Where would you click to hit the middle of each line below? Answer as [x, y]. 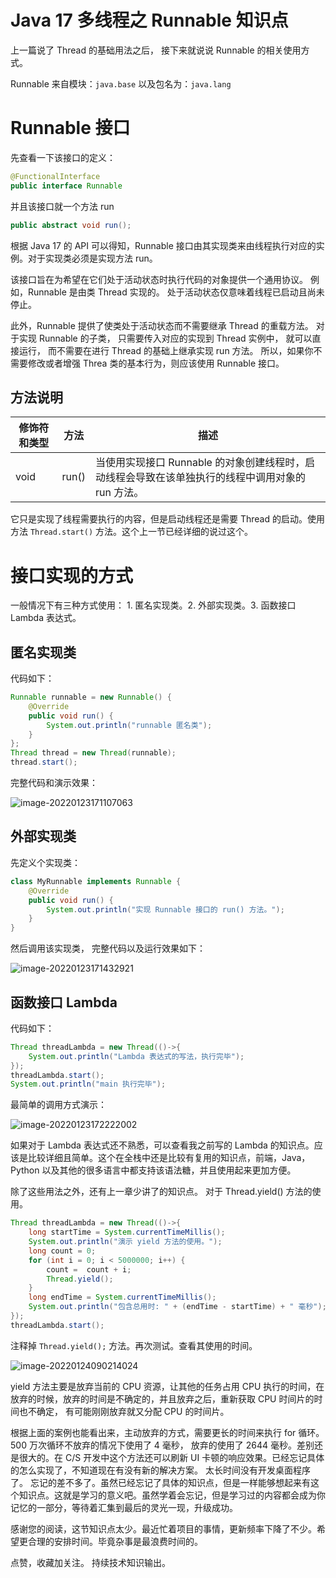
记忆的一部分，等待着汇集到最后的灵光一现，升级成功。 [124, 1507]
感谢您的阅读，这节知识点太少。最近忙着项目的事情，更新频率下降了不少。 [163, 1528]
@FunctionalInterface [55, 176]
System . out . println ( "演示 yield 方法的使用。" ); [125, 1242]
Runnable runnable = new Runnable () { [91, 697]
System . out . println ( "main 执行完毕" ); [88, 1084]
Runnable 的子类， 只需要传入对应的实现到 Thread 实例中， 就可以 [175, 338]
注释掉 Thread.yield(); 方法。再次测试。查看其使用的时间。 [134, 1345]
